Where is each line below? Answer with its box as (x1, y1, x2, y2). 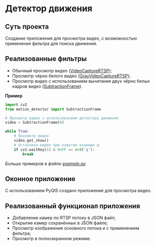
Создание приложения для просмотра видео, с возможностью (5, 35, 137, 41)
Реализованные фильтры (5, 55, 87, 63)
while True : (5, 129, 29, 134)
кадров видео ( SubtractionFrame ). (12, 83, 83, 89)
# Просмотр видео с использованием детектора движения (5, 115, 119, 120)
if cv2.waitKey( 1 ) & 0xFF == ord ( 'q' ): (14, 147, 95, 152)
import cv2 (5, 102, 27, 107)
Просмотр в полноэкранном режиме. (12, 236, 91, 242)
